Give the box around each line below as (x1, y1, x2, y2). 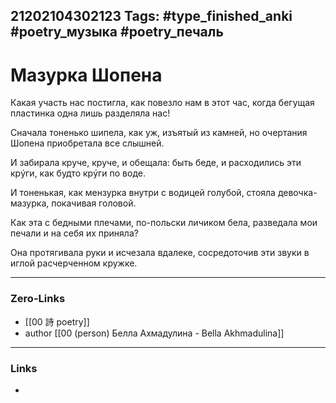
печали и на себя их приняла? (10, 227, 139, 239)
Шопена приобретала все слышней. (10, 137, 165, 149)
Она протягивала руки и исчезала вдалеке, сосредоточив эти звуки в (10, 247, 310, 259)
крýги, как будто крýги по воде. (10, 167, 146, 179)
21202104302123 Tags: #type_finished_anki (10, 8, 293, 25)
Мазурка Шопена (10, 64, 163, 86)
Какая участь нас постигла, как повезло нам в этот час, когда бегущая (10, 97, 315, 109)
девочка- (277, 187, 318, 199)
